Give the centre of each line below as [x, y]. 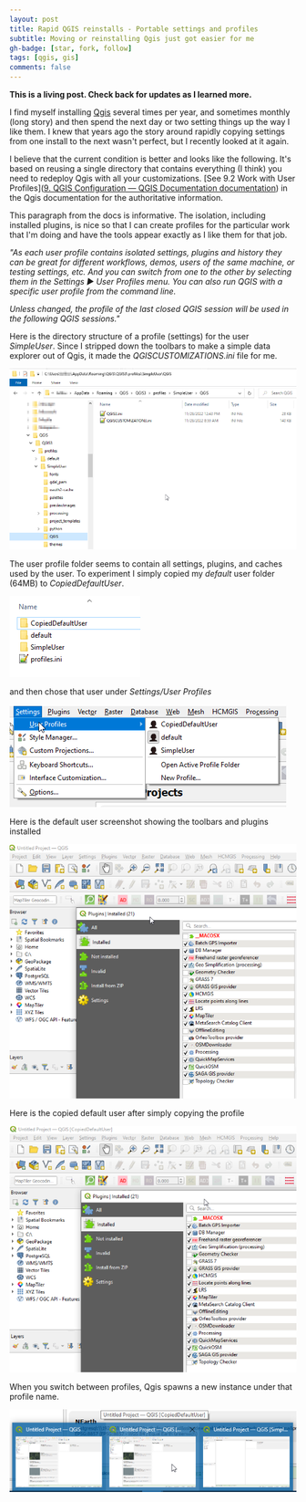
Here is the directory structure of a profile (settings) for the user [129, 336]
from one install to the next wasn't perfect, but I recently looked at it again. [149, 141]
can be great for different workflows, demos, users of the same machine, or [152, 262]
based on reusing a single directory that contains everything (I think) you [146, 168]
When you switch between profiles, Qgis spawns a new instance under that [151, 1386]
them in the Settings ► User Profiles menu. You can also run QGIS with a [146, 282]
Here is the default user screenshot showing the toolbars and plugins [139, 821]
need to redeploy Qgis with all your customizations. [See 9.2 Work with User [153, 178]
